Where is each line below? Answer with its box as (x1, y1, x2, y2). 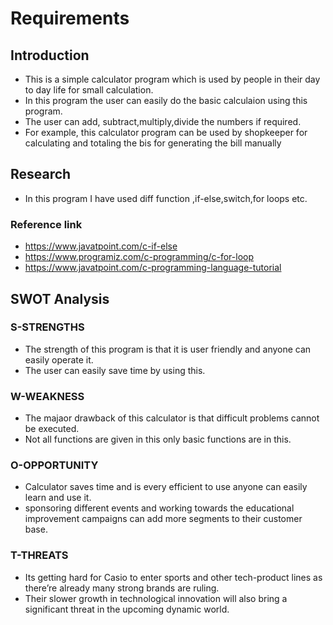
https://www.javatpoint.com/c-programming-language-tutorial (24, 262, 282, 274)
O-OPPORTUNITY (10, 458, 99, 472)
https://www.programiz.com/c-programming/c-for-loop (24, 251, 255, 263)
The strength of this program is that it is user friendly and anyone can (24, 343, 312, 355)
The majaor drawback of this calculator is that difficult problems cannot (24, 412, 320, 424)
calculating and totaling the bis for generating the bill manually (24, 137, 282, 149)
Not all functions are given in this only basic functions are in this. (24, 433, 292, 446)
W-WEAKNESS (10, 389, 85, 403)
